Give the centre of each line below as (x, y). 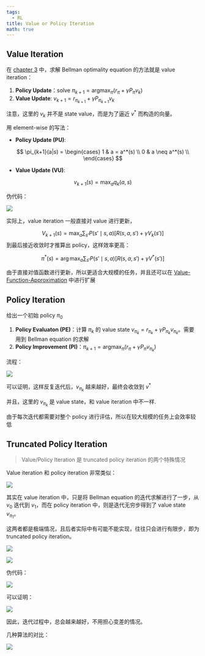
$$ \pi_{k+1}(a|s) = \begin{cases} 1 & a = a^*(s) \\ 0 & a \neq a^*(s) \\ (103, 152)
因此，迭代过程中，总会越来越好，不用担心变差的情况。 (76, 622)
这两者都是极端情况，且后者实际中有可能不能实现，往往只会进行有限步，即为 (103, 528)
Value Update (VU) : (40, 170)
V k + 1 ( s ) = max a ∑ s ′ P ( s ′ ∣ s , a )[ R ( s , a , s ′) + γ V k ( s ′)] (103, 234)
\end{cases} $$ (103, 158)
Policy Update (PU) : (40, 140)
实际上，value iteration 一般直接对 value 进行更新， (71, 221)
